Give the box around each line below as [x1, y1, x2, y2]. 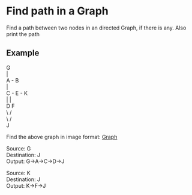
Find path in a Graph [6, 4, 109, 18]
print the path [6, 30, 40, 37]
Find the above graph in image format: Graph [6, 133, 118, 140]
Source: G [6, 144, 31, 152]
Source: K [6, 169, 31, 176]
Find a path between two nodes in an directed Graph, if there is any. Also [6, 24, 187, 31]
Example [6, 48, 40, 58]
